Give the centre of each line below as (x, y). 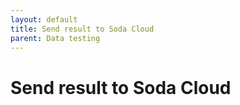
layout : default (44, 19)
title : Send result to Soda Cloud (82, 29)
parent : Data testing (55, 38)
